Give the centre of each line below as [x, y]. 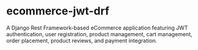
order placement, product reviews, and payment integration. [82, 40]
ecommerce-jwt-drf [58, 11]
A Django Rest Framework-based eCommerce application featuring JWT [97, 28]
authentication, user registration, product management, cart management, [99, 34]
